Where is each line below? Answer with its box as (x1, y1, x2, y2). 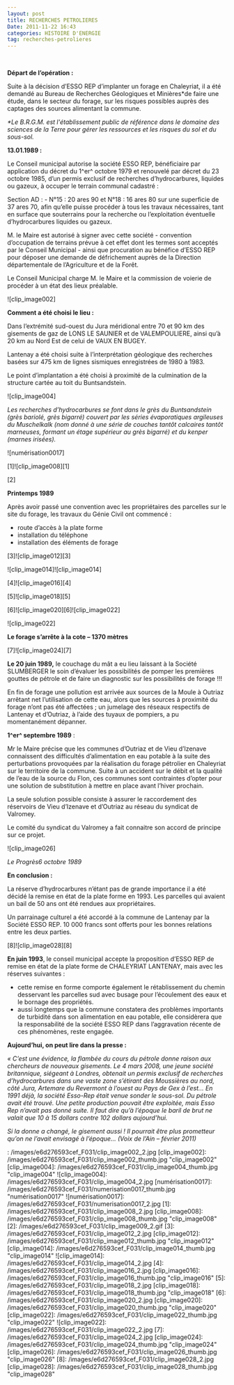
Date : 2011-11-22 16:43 (7, 23, 77, 30)
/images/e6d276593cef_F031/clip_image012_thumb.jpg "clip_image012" (7, 1237, 214, 1245)
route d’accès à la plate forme (17, 524, 103, 532)
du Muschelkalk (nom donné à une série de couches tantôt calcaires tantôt (7, 421, 224, 429)
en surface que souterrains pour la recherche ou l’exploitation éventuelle (7, 210, 216, 219)
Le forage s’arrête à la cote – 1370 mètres (7, 633, 129, 641)
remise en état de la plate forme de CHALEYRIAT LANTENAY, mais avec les (7, 962, 224, 971)
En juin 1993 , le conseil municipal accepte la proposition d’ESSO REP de (7, 955, 214, 963)
